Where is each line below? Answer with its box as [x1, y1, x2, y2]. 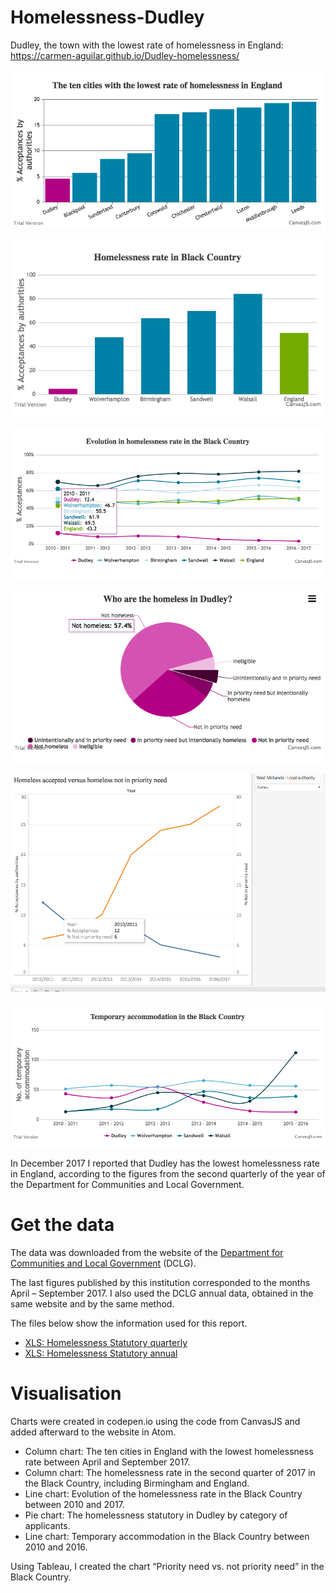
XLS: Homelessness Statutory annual [24, 1347, 178, 1360]
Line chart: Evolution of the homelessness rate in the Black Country [24, 1488, 303, 1500]
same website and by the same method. [10, 1298, 175, 1310]
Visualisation [10, 1382, 122, 1405]
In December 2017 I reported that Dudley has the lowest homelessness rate [10, 1157, 320, 1170]
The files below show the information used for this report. [10, 1317, 248, 1330]
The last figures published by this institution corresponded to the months [10, 1277, 311, 1289]
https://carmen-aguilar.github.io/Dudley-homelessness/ [10, 49, 240, 61]
